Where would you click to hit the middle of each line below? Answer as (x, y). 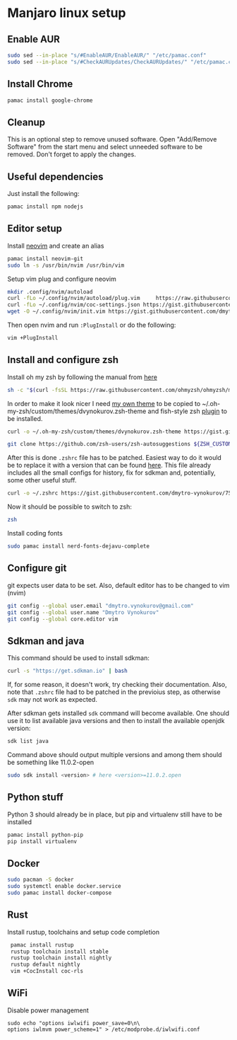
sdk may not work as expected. (52, 700)
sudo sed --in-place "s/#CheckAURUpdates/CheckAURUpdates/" (98, 62)
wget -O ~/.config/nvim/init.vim (56, 312)
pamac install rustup (42, 945)
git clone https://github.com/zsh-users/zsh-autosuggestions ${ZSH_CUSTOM (120, 444)
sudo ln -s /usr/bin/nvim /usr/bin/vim (66, 265)
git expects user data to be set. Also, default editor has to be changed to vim (119, 585)
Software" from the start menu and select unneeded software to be (105, 147)
